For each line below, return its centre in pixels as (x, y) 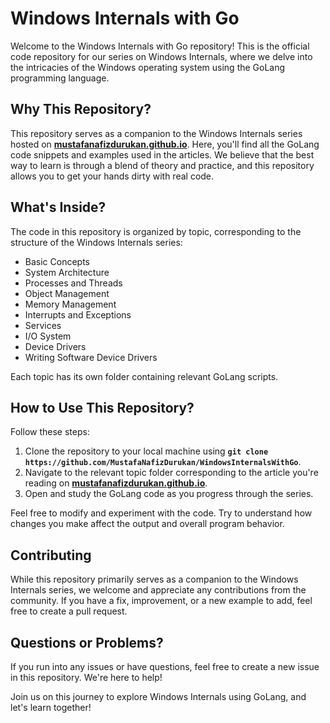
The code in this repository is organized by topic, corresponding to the (156, 231)
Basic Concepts (57, 261)
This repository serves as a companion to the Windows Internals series (156, 133)
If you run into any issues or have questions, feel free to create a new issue (165, 666)
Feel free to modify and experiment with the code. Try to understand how (161, 513)
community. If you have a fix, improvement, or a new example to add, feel (161, 601)
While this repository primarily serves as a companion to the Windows (154, 579)
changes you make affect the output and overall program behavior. (147, 524)
